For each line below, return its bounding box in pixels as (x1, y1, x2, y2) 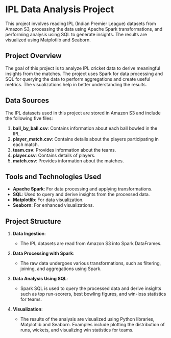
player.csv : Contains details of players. (12, 152, 96, 158)
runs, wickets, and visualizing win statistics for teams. (20, 327, 134, 333)
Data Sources (5, 96, 50, 105)
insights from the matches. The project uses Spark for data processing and (5, 70, 163, 77)
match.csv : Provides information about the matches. (12, 157, 124, 164)
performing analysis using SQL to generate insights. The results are (5, 31, 147, 37)
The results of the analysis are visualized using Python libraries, (20, 316, 155, 322)
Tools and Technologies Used (5, 172, 101, 181)
